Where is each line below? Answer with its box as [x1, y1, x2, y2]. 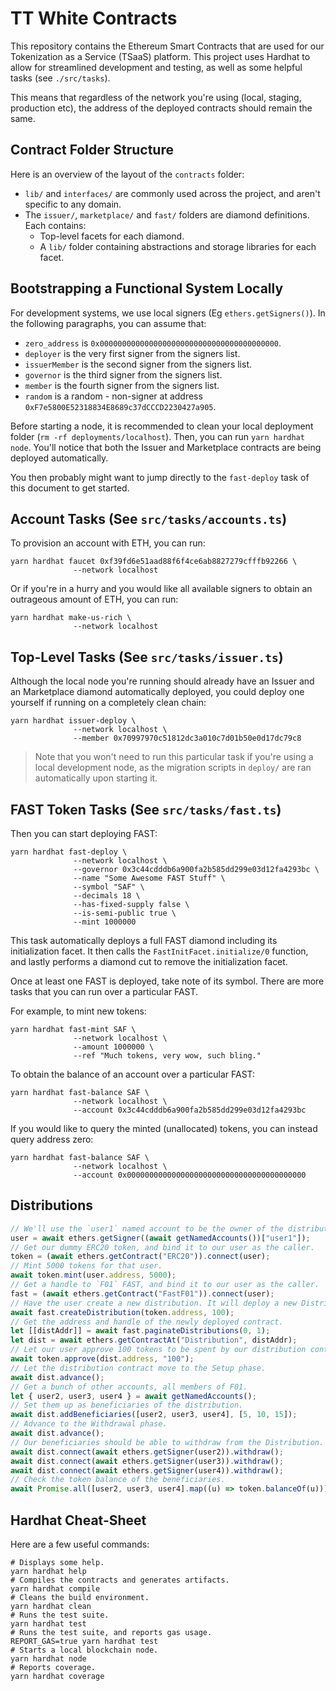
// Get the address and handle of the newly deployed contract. [10, 1317, 284, 1327]
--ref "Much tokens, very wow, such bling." [73, 1051, 262, 1061]
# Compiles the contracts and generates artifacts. [10, 1575, 230, 1585]
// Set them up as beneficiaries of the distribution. [10, 1400, 244, 1411]
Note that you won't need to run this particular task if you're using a [34, 751, 314, 763]
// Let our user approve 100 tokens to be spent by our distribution [10, 1345, 307, 1355]
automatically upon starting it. [34, 772, 158, 784]
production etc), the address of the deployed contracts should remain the [10, 102, 313, 114]
